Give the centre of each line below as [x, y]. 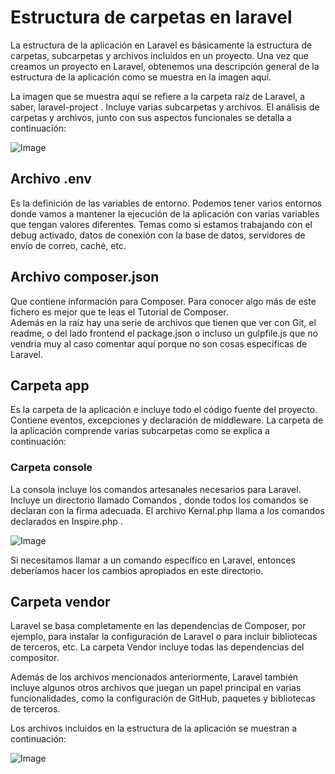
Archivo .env [51, 179]
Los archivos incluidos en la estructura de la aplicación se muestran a [154, 728]
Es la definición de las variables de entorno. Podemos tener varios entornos [166, 203]
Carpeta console [51, 468]
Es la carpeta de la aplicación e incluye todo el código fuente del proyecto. [164, 410]
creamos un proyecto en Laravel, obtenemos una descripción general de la [165, 66]
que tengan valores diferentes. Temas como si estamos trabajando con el [161, 224]
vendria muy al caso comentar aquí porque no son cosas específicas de [159, 343]
